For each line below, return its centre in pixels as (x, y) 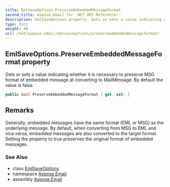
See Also (16, 157)
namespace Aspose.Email (39, 174)
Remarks (20, 111)
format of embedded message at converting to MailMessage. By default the (84, 80)
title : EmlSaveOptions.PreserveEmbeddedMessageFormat (63, 10)
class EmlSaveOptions (36, 168)
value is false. (19, 85)
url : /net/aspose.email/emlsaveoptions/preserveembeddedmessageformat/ (82, 34)
